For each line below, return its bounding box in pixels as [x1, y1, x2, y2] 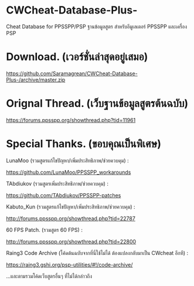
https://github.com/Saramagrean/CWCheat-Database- [6, 70, 138, 77]
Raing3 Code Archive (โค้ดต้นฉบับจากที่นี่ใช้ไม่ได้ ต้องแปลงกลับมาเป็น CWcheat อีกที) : [6, 249, 189, 256]
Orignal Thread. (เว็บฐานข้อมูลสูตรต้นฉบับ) [6, 97, 189, 110]
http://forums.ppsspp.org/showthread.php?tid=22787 [6, 215, 136, 222]
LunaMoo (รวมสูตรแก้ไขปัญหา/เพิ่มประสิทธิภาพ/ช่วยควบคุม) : [6, 157, 129, 164]
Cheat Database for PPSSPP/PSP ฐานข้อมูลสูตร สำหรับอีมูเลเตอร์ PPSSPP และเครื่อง [6, 23, 188, 30]
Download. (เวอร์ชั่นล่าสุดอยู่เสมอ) [6, 51, 148, 63]
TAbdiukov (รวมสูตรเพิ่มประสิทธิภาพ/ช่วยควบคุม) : [6, 180, 108, 187]
